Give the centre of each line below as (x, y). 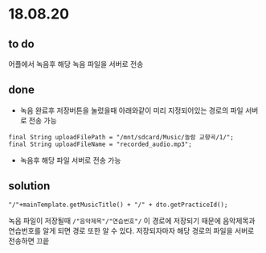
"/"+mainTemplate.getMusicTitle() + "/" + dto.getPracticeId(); (118, 205)
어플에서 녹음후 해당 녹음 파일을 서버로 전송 (76, 64)
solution (29, 186)
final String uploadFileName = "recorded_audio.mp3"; (100, 144)
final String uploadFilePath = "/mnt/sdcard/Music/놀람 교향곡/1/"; (121, 137)
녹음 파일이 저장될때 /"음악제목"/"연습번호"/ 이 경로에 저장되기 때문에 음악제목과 (132, 220)
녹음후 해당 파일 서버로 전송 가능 (70, 160)
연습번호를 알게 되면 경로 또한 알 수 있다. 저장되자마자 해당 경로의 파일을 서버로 (131, 230)
